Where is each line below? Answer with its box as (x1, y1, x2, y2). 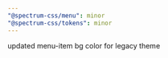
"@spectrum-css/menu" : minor (7, 11, 105, 20)
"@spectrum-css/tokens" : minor (7, 19, 113, 27)
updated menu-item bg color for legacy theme (7, 41, 161, 50)
